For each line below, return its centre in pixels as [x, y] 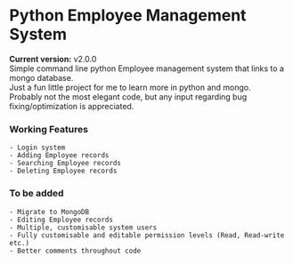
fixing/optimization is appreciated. [72, 106]
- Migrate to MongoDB [49, 212]
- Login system [37, 148]
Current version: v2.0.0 [53, 59]
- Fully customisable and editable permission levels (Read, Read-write [147, 235]
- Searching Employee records [65, 164]
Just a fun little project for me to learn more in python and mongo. [130, 87]
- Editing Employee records [61, 220]
